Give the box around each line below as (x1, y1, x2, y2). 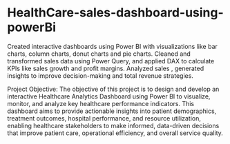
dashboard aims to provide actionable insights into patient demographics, (7, 107, 217, 115)
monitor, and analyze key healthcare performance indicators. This (7, 99, 195, 107)
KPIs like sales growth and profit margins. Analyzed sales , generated (7, 64, 204, 72)
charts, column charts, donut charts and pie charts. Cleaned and (7, 50, 191, 58)
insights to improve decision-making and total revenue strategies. (7, 71, 193, 80)
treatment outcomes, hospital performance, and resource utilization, (7, 114, 202, 122)
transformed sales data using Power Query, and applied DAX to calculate (7, 56, 215, 65)
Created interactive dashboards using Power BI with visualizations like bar (7, 42, 218, 50)
